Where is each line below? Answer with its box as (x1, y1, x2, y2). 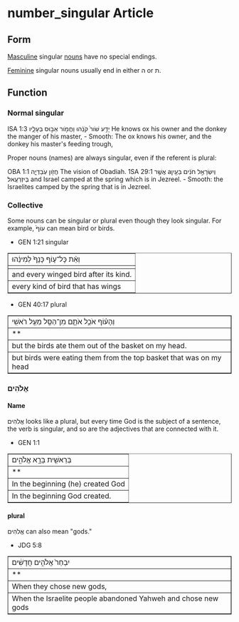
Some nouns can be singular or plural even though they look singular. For (7, 216, 222, 225)
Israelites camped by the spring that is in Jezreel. (7, 182, 152, 190)
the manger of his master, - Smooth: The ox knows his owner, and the (7, 132, 212, 141)
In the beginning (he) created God (11, 479, 126, 489)
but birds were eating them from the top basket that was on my (11, 352, 222, 362)
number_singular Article (7, 5, 154, 21)
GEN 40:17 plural (17, 300, 68, 308)
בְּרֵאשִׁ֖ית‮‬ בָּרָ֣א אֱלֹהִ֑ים (11, 455, 72, 465)
